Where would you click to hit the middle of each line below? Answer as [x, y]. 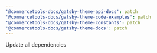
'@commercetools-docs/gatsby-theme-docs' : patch [66, 28]
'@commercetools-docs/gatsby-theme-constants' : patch [73, 22]
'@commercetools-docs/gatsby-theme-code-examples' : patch [78, 17]
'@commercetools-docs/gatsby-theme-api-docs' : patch [72, 11]
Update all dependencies [36, 45]
